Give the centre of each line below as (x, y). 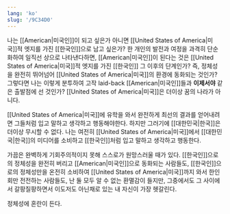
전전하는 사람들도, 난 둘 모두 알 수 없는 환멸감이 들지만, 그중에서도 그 (111, 180)
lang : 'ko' (23, 13)
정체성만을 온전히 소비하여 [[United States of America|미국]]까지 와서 (113, 172)
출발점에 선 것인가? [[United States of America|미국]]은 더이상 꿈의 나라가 (114, 91)
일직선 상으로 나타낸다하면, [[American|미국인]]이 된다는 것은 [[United (119, 57)
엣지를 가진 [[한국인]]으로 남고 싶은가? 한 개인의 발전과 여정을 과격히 (115, 49)
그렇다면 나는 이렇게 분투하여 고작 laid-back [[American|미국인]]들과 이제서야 (111, 83)
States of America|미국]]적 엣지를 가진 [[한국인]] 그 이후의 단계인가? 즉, (103, 66)
